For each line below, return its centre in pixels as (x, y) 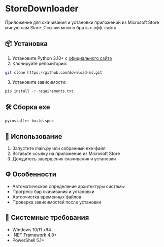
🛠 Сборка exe (28, 107)
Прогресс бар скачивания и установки (53, 192)
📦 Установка (26, 44)
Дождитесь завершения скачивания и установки (64, 159)
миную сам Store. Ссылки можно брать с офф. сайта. (62, 27)
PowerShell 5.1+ (28, 240)
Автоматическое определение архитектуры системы (68, 186)
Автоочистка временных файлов (47, 197)
